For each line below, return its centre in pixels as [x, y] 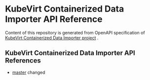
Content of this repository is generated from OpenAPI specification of [75, 32]
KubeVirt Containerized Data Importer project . [52, 38]
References [23, 61]
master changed [29, 72]
